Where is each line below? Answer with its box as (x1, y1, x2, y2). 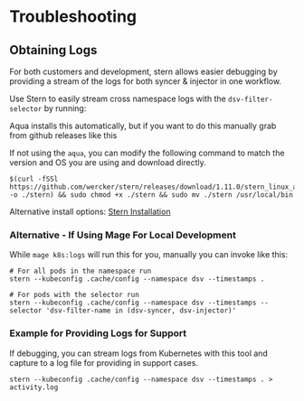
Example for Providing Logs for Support (9, 327, 187, 340)
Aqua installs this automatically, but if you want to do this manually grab (9, 120, 277, 131)
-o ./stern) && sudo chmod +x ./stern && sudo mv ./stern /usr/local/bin (9, 191, 294, 200)
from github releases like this (9, 130, 118, 141)
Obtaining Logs (9, 42, 98, 58)
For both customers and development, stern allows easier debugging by (9, 66, 278, 77)
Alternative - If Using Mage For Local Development (9, 228, 237, 241)
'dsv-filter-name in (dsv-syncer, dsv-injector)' (45, 306, 237, 315)
